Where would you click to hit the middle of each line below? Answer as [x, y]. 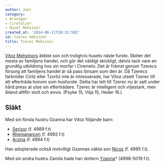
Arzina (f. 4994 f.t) [31, 139]
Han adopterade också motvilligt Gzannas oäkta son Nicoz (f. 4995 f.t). [77, 149]
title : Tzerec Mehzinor [29, 42]
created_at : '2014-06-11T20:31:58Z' [42, 32]
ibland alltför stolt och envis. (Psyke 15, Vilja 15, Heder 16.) [64, 92]
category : [15, 14]
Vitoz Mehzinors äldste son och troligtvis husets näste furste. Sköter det [78, 55]
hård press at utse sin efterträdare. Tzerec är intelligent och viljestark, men [81, 87]
